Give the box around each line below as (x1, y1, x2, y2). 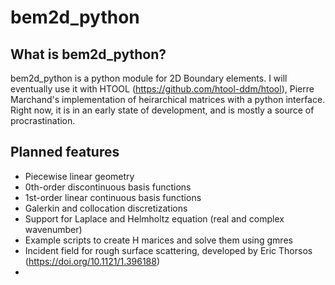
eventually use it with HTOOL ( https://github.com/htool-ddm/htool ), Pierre (10, 83, 315, 95)
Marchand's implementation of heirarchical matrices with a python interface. (10, 94, 326, 105)
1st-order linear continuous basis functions (24, 191, 202, 203)
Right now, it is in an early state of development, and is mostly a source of (10, 104, 315, 116)
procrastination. (10, 115, 76, 126)
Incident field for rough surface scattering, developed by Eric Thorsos (24, 244, 313, 256)
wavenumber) (24, 223, 83, 235)
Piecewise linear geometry (24, 170, 135, 182)
